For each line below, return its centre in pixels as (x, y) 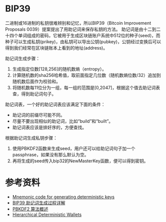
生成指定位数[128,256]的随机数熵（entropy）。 (59, 69)
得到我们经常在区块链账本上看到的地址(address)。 (56, 48)
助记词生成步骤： (23, 58)
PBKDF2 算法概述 (30, 209)
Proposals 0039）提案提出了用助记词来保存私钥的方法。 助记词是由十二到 (81, 29)
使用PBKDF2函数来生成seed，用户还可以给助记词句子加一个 (74, 148)
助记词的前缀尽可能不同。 (39, 115)
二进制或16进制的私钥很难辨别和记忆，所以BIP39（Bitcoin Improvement (78, 23)
